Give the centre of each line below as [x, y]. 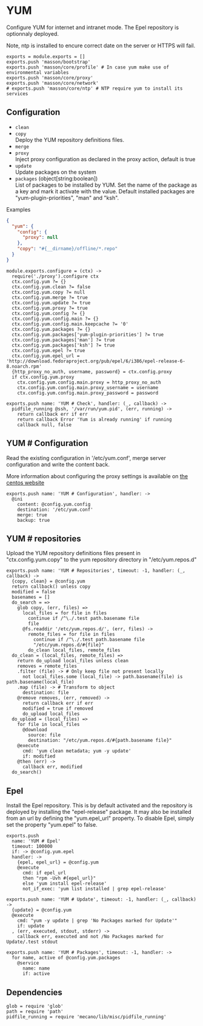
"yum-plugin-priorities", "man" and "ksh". [67, 198]
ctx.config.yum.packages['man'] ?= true [63, 340]
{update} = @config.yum [42, 910]
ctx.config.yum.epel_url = [46, 356]
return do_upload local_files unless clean [73, 661]
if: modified [39, 756]
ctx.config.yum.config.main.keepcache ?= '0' [70, 324]
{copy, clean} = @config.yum [48, 581]
